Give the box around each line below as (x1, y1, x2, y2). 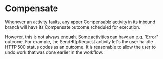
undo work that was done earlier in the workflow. (5, 49, 103, 55)
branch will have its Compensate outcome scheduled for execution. (5, 24, 140, 30)
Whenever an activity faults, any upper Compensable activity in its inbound (5, 19, 156, 25)
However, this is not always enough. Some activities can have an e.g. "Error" (5, 34, 159, 39)
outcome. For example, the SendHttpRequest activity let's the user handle (5, 39, 153, 44)
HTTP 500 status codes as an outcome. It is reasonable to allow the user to (5, 44, 156, 50)
